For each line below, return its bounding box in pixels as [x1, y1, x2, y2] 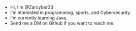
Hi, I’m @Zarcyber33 [10, 4, 54, 10]
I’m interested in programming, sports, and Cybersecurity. [10, 9, 131, 15]
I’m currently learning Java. [10, 15, 67, 20]
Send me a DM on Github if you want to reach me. [10, 20, 115, 26]
